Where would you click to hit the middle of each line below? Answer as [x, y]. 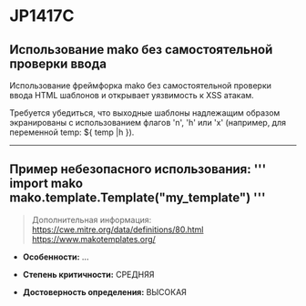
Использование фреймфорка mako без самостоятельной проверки [140, 86]
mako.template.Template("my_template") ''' [138, 198]
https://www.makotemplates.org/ [94, 239]
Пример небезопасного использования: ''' [138, 169]
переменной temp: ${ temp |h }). [72, 132]
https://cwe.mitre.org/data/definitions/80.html [117, 229]
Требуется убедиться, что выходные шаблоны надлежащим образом [145, 113]
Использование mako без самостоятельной [141, 50]
